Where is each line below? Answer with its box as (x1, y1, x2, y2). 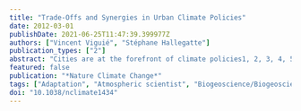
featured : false (9, 64, 70, 73)
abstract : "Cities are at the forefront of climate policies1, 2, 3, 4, (9, 55, 287, 64)
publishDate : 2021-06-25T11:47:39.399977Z (9, 30, 170, 38)
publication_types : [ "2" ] (9, 47, 106, 55)
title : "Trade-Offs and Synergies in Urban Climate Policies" (9, 13, 246, 22)
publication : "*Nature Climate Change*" (9, 72, 163, 81)
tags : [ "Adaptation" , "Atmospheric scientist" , (9, 80, 191, 89)
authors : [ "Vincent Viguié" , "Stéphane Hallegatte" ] (9, 38, 211, 47)
